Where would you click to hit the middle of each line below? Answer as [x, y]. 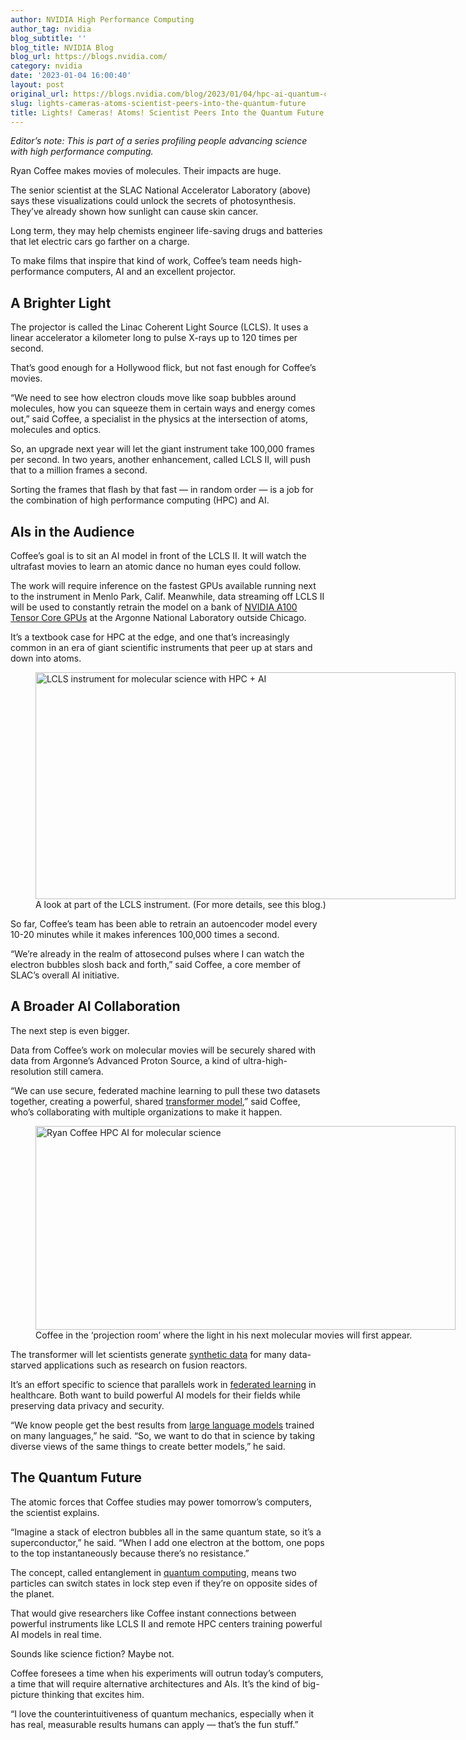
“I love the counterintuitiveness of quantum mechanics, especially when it [162, 1713]
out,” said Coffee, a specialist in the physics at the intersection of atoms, [159, 419]
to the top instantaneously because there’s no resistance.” [130, 1553]
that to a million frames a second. [79, 470]
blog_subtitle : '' [48, 38]
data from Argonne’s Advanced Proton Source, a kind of [126, 1060]
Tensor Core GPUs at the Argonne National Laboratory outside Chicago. [158, 617]
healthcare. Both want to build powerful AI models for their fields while [155, 1395]
